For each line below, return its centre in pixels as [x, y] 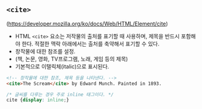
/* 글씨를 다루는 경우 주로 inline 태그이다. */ [60, 94]
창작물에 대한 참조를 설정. [45, 51]
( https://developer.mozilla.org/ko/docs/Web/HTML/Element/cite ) [87, 24]
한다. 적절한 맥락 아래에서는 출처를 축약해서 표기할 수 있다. [91, 44]
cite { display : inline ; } [38, 100]
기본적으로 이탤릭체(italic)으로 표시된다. [62, 66]
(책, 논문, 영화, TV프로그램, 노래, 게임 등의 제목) [71, 59]
